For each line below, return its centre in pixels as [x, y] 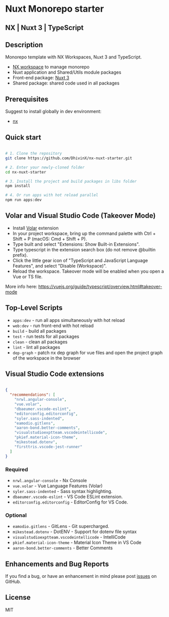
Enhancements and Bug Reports [57, 564]
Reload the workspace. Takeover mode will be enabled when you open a [88, 271]
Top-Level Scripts [34, 308]
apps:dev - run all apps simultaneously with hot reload [69, 320]
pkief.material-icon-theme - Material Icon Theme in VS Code [77, 543]
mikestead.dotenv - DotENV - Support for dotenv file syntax [75, 532]
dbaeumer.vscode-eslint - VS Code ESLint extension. [68, 496]
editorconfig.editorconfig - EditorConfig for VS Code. [70, 502]
